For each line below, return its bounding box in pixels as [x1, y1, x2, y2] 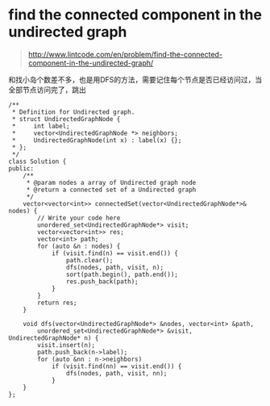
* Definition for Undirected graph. [11, 107, 135, 116]
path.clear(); [65, 256, 114, 264]
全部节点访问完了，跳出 [8, 85, 86, 94]
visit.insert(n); [37, 341, 95, 349]
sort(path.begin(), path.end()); [65, 270, 179, 278]
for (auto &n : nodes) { [37, 242, 121, 250]
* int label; [11, 122, 70, 130]
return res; [37, 299, 78, 307]
